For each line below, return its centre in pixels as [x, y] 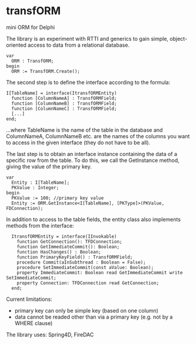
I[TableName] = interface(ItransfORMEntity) [62, 93]
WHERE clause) [34, 323]
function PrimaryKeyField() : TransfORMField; [75, 257]
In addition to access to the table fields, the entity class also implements [94, 219]
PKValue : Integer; [35, 187]
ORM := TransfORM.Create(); [46, 71]
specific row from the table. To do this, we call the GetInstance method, [93, 160]
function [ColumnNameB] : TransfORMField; [64, 103]
